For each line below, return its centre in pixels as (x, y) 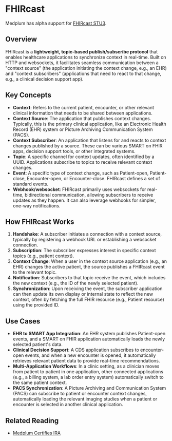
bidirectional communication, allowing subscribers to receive (89, 195)
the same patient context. (40, 382)
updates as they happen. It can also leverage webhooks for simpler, (84, 200)
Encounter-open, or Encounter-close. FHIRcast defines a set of (93, 178)
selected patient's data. (38, 344)
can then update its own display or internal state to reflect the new (83, 294)
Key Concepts (28, 95)
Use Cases (23, 321)
